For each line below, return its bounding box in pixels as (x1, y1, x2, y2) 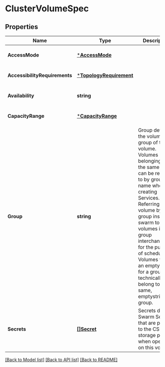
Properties (5, 23, 38, 31)
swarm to (138, 219, 160, 226)
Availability (7, 92, 34, 99)
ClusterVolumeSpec (5, 3, 89, 14)
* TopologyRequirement (77, 72, 134, 79)
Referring (138, 200, 160, 207)
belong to (138, 281, 160, 287)
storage (138, 332, 156, 338)
